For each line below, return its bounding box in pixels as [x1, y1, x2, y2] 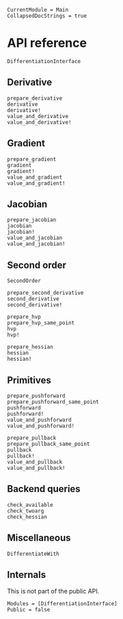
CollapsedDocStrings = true [7, 12, 87, 19]
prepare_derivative [7, 95, 63, 102]
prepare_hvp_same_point [7, 319, 75, 326]
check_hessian [7, 513, 48, 520]
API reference [7, 35, 87, 51]
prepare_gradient [7, 155, 57, 163]
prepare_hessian [7, 344, 53, 350]
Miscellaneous [7, 532, 71, 544]
